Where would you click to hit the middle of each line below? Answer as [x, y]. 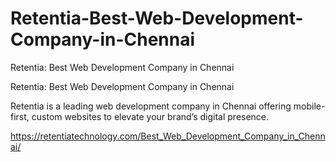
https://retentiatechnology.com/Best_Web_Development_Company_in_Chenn [168, 136]
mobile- [309, 106]
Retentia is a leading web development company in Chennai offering [151, 106]
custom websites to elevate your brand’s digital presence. [150, 116]
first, [20, 116]
